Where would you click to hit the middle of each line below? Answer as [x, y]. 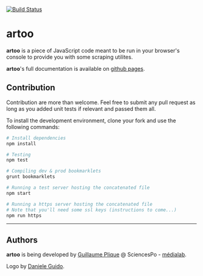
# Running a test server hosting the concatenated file [78, 188]
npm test [17, 160]
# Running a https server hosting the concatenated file [79, 204]
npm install [21, 143]
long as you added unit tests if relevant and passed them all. [81, 108]
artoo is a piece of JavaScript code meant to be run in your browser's [93, 50]
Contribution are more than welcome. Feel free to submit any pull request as [101, 102]
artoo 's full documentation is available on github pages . [76, 68]
